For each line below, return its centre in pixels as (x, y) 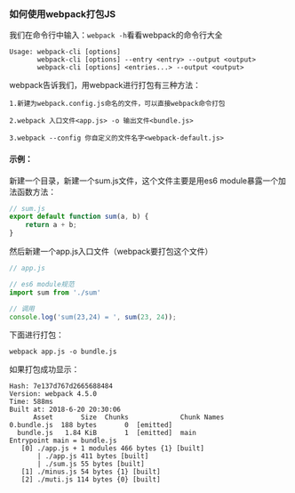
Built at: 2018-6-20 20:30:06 (65, 410)
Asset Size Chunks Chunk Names (128, 417)
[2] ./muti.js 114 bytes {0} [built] (91, 480)
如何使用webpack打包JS (63, 13)
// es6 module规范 (42, 284)
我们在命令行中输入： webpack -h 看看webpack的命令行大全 (116, 35)
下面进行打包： (36, 335)
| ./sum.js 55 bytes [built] (91, 465)
